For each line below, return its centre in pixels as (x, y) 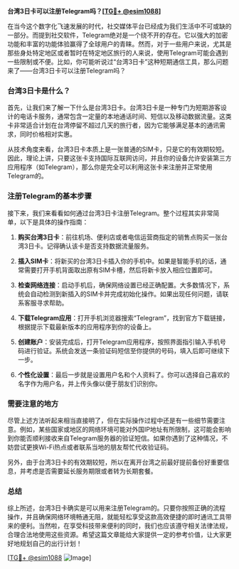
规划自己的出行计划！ (51, 543)
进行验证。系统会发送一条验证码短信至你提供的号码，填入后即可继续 (124, 350)
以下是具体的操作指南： (54, 222)
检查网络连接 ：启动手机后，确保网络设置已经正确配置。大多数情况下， (121, 285)
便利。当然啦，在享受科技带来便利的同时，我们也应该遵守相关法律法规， (126, 526)
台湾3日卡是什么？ (39, 90)
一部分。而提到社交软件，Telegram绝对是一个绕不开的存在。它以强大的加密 (118, 35)
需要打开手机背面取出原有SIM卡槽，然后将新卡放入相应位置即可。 (120, 270)
